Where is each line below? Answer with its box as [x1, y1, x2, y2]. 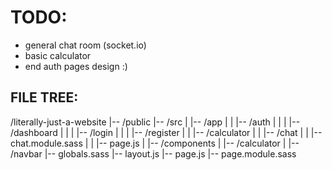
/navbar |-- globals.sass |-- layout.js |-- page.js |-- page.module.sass [10, 147, 297, 160]
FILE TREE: [10, 89, 79, 106]
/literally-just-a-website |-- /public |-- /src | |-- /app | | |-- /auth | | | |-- [10, 116, 301, 128]
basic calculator [24, 49, 92, 61]
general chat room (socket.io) [24, 39, 147, 51]
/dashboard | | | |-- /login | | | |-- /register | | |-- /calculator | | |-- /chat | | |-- [10, 126, 323, 138]
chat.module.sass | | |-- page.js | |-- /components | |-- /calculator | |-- [10, 137, 300, 149]
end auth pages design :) [24, 60, 128, 72]
